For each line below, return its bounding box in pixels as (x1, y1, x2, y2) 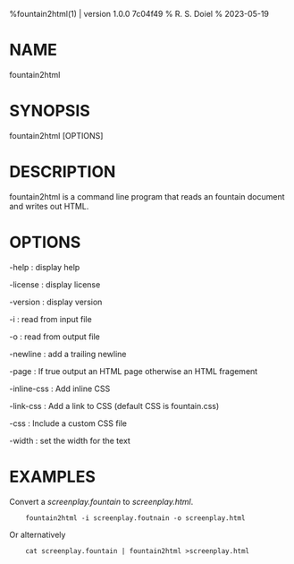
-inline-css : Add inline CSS (9, 383, 111, 394)
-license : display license (9, 278, 101, 290)
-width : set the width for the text (9, 435, 131, 446)
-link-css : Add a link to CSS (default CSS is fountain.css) (9, 400, 220, 411)
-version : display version (9, 296, 103, 307)
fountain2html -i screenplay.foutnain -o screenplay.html (25, 513, 246, 523)
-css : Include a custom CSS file (9, 417, 128, 429)
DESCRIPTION (9, 162, 116, 183)
